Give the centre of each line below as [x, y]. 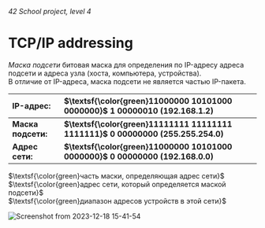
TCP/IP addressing [71, 43]
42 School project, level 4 [50, 11]
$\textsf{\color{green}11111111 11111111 [148, 123]
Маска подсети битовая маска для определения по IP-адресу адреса [126, 64]
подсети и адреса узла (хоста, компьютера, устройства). [105, 73]
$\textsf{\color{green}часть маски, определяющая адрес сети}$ [116, 175]
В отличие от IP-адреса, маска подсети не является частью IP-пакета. [127, 81]
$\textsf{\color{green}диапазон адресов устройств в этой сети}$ [118, 200]
